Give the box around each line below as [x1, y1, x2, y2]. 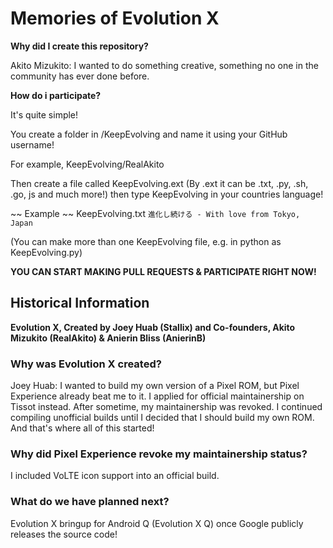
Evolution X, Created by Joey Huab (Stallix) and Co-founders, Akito [10, 321, 296, 333]
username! [10, 138, 55, 151]
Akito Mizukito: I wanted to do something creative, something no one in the [10, 59, 319, 71]
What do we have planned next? [10, 495, 170, 509]
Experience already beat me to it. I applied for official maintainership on [10, 390, 305, 402]
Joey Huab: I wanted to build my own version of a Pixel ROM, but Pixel [10, 380, 300, 392]
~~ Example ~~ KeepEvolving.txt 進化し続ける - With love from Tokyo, [10, 207, 301, 219]
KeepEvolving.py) [10, 246, 83, 258]
